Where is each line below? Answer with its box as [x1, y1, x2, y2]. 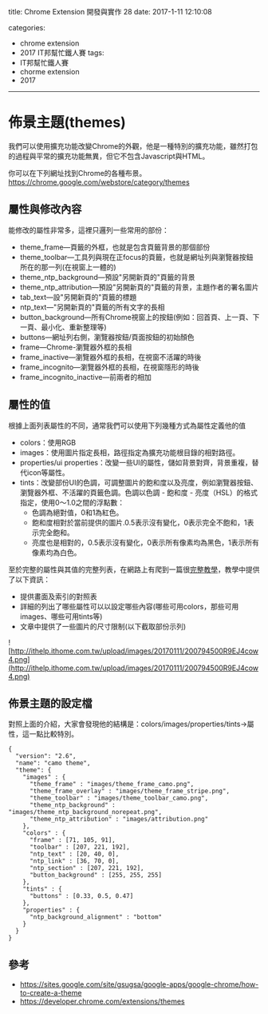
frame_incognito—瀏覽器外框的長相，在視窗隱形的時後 [19, 362, 199, 372]
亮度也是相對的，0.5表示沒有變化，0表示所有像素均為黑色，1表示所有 [31, 537, 259, 547]
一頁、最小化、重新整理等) [19, 322, 107, 332]
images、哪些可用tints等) [19, 611, 103, 621]
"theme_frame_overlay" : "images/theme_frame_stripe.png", [29, 787, 230, 796]
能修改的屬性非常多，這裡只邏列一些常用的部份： [8, 225, 169, 234]
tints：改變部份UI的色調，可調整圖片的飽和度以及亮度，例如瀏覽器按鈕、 [19, 477, 258, 487]
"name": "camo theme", [15, 759, 91, 768]
